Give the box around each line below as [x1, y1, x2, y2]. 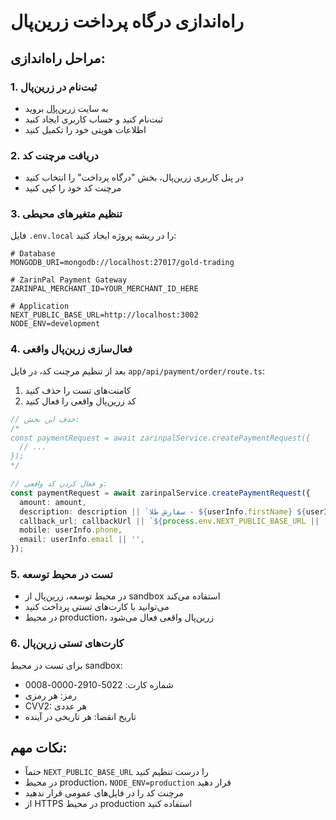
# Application [10, 301, 70, 312]
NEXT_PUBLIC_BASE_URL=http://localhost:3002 [10, 310, 199, 320]
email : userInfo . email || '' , [19, 535, 145, 545]
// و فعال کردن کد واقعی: [10, 479, 108, 489]
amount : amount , [19, 497, 87, 507]
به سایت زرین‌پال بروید [24, 102, 109, 114]
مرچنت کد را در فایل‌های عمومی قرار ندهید [24, 787, 185, 799]
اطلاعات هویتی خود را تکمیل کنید [24, 123, 147, 135]
